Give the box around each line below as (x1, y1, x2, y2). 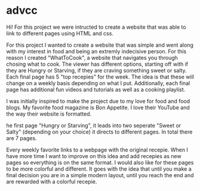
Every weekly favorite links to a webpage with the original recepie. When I (6, 146, 188, 153)
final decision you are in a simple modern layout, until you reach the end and (6, 171, 194, 178)
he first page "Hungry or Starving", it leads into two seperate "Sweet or (6, 122, 181, 129)
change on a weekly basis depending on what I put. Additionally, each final (6, 79, 190, 87)
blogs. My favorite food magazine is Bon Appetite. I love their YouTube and (6, 104, 190, 111)
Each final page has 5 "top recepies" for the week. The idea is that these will (6, 73, 194, 80)
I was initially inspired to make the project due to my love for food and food (6, 97, 190, 105)
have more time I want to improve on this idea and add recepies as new (6, 152, 181, 159)
